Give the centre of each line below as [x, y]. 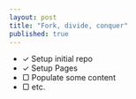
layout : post [33, 17]
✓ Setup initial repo [57, 59]
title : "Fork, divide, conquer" [68, 26]
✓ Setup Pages [49, 68]
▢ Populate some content [69, 78]
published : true [39, 34]
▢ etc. [34, 87]
